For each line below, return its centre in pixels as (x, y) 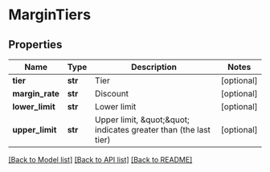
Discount (112, 94)
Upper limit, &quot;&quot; (143, 120)
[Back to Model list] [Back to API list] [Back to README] (100, 160)
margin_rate (36, 94)
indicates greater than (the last (153, 130)
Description (154, 67)
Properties (35, 45)
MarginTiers (49, 15)
